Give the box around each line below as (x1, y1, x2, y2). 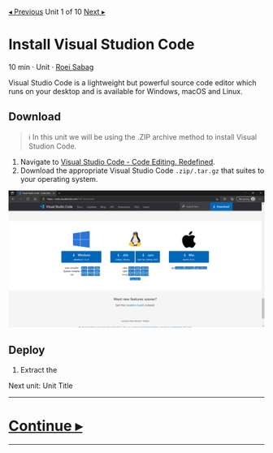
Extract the (19, 365, 58, 374)
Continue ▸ (8, 416, 83, 435)
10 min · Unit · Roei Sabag (8, 62, 94, 71)
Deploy (8, 343, 45, 357)
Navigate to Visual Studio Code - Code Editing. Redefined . (19, 157, 215, 166)
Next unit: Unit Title (8, 381, 73, 390)
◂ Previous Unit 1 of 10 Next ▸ (8, 7, 106, 16)
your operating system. (19, 174, 98, 183)
